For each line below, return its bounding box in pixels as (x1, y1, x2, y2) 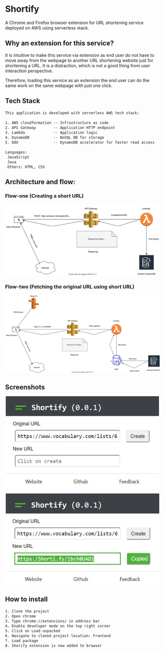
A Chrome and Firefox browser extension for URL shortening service (5, 20, 144, 26)
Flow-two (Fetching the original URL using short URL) (5, 283, 135, 290)
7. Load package (5, 638, 38, 643)
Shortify (5, 3, 39, 15)
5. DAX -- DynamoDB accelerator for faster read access (5, 140, 155, 145)
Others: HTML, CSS (7, 164, 45, 169)
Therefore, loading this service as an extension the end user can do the (5, 77, 150, 83)
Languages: (5, 150, 27, 155)
